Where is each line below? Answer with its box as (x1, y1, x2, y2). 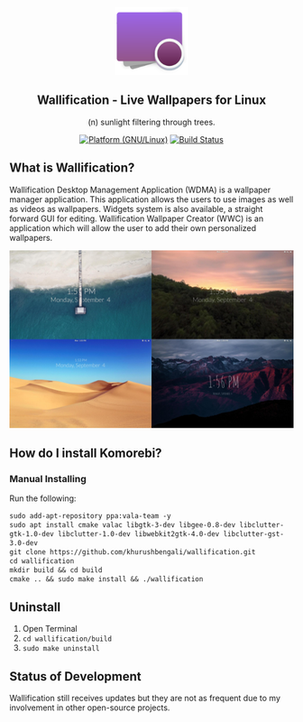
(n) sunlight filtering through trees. (87, 116, 216, 127)
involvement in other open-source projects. (9, 702, 170, 713)
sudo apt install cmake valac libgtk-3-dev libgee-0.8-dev (9, 521, 236, 530)
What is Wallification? (9, 161, 135, 176)
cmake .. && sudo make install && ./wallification (9, 575, 204, 584)
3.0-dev (9, 539, 39, 548)
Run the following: (9, 493, 77, 504)
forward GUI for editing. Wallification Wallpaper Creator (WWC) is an (9, 213, 264, 224)
